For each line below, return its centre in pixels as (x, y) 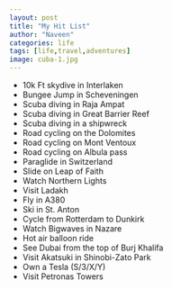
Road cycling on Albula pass (75, 152)
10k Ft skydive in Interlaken (72, 85)
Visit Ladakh (45, 190)
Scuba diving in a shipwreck (75, 123)
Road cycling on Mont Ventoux (79, 142)
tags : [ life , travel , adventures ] (70, 51)
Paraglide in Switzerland (68, 162)
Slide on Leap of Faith (63, 171)
